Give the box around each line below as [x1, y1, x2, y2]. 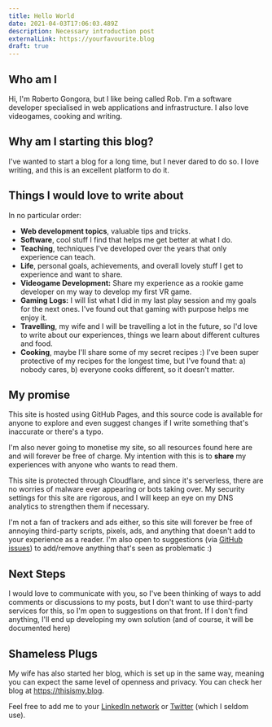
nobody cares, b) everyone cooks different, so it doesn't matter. [20, 364, 235, 374]
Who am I [8, 72, 57, 86]
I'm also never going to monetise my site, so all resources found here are [8, 443, 252, 453]
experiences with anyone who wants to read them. [8, 460, 178, 470]
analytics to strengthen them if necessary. [8, 501, 150, 511]
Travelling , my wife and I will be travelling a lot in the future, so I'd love [20, 321, 258, 331]
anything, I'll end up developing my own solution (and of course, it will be [8, 615, 254, 624]
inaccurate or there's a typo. [8, 427, 104, 436]
